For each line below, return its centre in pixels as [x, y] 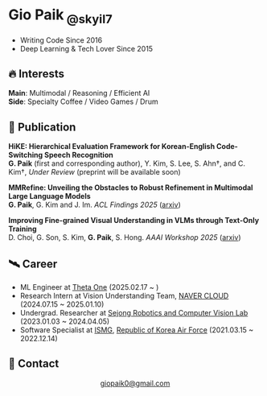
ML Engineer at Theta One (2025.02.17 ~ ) [89, 287]
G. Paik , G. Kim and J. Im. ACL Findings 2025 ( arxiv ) [94, 205]
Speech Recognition [79, 155]
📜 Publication [42, 127]
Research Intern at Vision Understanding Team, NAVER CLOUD [124, 295]
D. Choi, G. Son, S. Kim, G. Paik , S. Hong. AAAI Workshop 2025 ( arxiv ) [125, 237]
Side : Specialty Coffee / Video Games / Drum [83, 101]
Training [23, 229]
